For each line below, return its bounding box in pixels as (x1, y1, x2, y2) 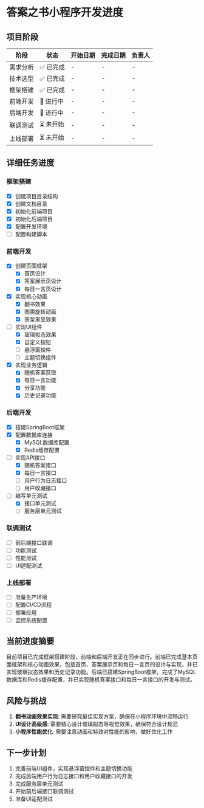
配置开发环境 (15, 223, 47, 230)
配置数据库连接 (15, 431, 53, 438)
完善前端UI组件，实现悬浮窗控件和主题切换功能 (15, 765, 132, 772)
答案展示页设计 (24, 277, 62, 285)
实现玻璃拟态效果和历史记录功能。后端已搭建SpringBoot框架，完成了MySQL (6, 668, 196, 675)
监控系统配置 (15, 616, 47, 624)
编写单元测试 (15, 492, 47, 499)
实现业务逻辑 (15, 361, 47, 368)
